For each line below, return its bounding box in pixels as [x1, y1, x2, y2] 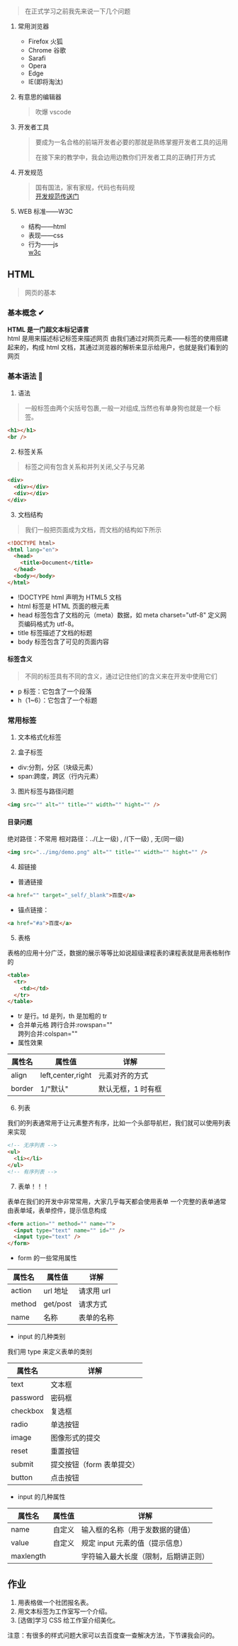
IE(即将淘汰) [28, 77, 64, 86]
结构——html [28, 222, 67, 230]
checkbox [11, 1406, 44, 1416]
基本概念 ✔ [7, 308, 45, 318]
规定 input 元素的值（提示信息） [81, 1538, 188, 1548]
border [11, 1083, 34, 1093]
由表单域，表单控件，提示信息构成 [7, 1206, 107, 1214]
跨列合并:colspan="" [17, 1029, 78, 1038]
